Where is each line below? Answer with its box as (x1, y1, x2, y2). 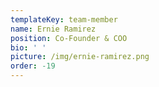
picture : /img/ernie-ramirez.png (10, 52, 150, 62)
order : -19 (10, 61, 56, 71)
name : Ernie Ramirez (10, 24, 97, 34)
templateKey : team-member (10, 14, 118, 25)
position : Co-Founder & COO (10, 33, 128, 43)
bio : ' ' (10, 42, 47, 53)
